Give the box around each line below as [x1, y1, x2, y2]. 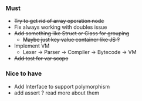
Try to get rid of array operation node [13, 18, 104, 25]
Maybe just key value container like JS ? [22, 36, 120, 43]
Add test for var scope [13, 55, 69, 62]
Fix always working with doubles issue [13, 23, 107, 31]
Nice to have [5, 69, 42, 78]
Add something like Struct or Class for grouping [13, 30, 130, 37]
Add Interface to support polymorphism [13, 83, 110, 90]
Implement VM [13, 42, 50, 49]
